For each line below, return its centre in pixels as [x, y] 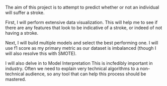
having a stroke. [22, 33]
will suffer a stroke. [25, 13]
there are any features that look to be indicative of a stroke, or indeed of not [84, 28]
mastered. [16, 79]
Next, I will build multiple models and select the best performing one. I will [82, 43]
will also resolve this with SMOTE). [41, 53]
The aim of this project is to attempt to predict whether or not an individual [82, 7]
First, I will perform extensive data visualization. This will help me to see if [81, 22]
